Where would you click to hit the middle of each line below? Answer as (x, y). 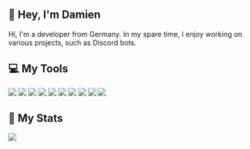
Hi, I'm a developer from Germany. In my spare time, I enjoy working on (125, 34)
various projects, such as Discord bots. (73, 42)
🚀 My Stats (36, 118)
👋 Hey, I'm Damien (55, 15)
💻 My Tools (38, 69)
